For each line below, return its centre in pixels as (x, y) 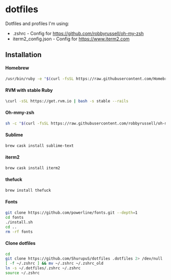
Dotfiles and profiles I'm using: (37, 23)
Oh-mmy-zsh (20, 113)
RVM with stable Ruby (29, 90)
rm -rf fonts (19, 232)
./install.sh (19, 222)
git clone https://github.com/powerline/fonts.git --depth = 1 (72, 213)
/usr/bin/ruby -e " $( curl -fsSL (39, 79)
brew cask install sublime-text (39, 146)
